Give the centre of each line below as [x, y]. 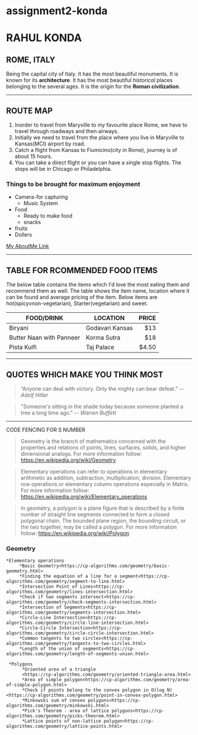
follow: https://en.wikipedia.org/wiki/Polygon [75, 533]
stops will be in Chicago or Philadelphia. [63, 169]
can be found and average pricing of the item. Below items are [82, 297]
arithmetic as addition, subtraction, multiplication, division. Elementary [106, 478]
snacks [32, 222]
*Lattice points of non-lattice [61, 721]
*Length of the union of [50, 649]
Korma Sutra [103, 338]
